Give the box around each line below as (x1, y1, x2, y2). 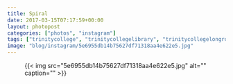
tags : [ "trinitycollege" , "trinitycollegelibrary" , (7, 36, 159, 43)
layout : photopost (7, 23, 60, 30)
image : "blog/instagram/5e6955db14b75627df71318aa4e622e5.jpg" (7, 42, 194, 49)
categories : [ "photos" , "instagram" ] (7, 29, 116, 37)
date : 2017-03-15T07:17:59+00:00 (7, 17, 104, 24)
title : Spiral (7, 10, 49, 17)
